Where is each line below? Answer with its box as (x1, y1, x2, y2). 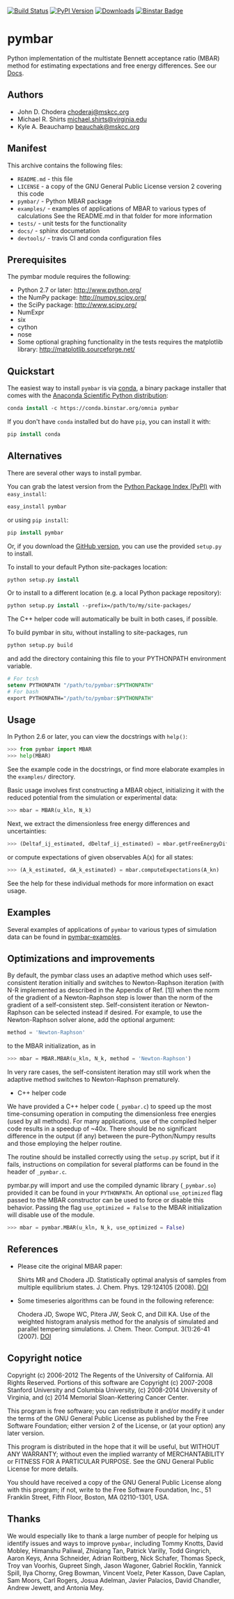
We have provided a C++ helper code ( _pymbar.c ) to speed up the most (7, 1102, 212, 1111)
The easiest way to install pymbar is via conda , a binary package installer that (7, 384, 227, 392)
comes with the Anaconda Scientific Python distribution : (7, 391, 169, 400)
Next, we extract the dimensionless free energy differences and (7, 820, 190, 828)
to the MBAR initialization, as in (7, 1042, 96, 1050)
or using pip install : (7, 516, 69, 524)
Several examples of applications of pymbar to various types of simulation (7, 925, 217, 933)
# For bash (7, 688, 39, 695)
